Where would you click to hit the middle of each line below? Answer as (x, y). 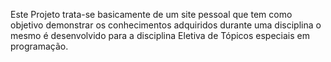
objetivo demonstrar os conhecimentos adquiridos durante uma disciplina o (166, 25)
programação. (39, 46)
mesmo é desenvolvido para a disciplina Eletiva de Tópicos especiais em (160, 35)
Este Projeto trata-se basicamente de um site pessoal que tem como (151, 14)
